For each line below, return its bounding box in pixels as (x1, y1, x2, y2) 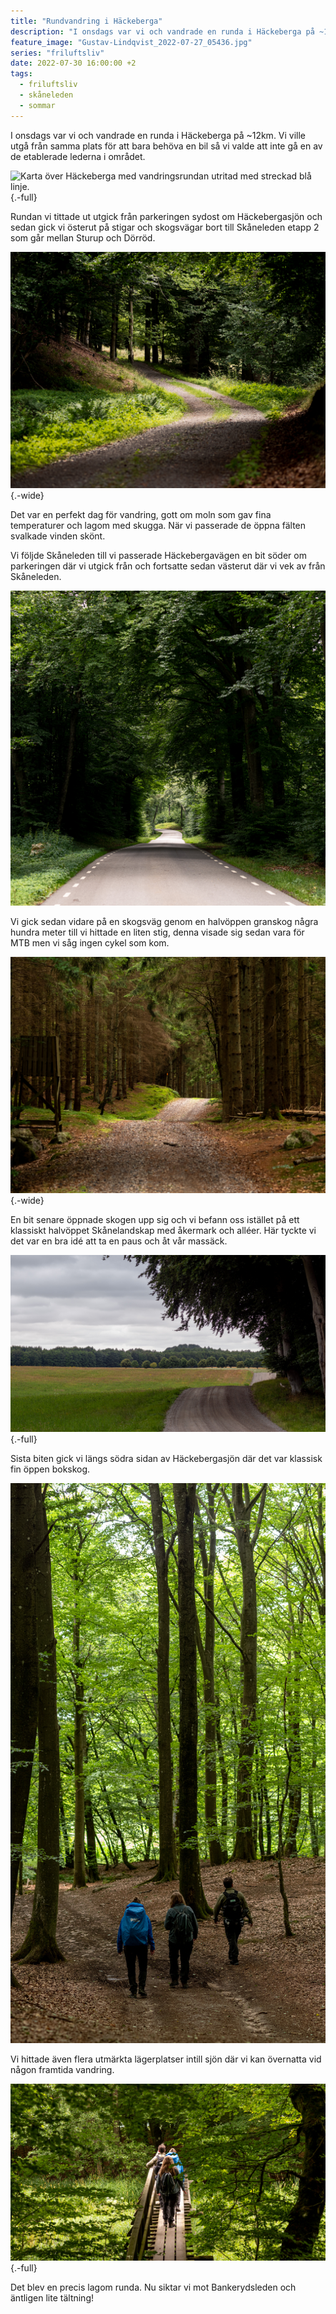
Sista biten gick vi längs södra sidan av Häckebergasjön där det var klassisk (10, 1453, 323, 1465)
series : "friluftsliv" (10, 48, 105, 58)
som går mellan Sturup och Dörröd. (10, 231, 156, 244)
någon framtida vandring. (10, 2064, 115, 2076)
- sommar (19, 100, 56, 110)
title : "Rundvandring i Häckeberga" (10, 16, 163, 26)
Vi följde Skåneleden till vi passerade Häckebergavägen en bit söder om (10, 549, 307, 561)
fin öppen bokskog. (10, 1463, 91, 1475)
